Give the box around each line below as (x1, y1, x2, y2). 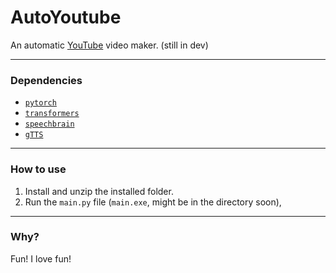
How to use (10, 162, 67, 176)
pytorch (24, 98, 57, 108)
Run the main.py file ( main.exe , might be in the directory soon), (24, 196, 282, 208)
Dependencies (10, 73, 83, 87)
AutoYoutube (10, 6, 122, 29)
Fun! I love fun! (10, 252, 72, 265)
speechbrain (24, 119, 75, 130)
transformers (24, 109, 80, 119)
